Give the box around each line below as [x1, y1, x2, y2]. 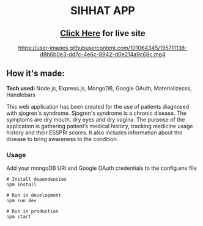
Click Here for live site [60, 28, 146, 38]
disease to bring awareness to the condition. [6, 135, 119, 142]
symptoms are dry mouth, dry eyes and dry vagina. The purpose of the [6, 115, 185, 123]
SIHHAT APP [70, 4, 136, 18]
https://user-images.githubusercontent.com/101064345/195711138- [18, 44, 188, 51]
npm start [6, 214, 32, 220]
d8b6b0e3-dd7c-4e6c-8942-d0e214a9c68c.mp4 [39, 51, 166, 58]
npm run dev [6, 198, 37, 204]
